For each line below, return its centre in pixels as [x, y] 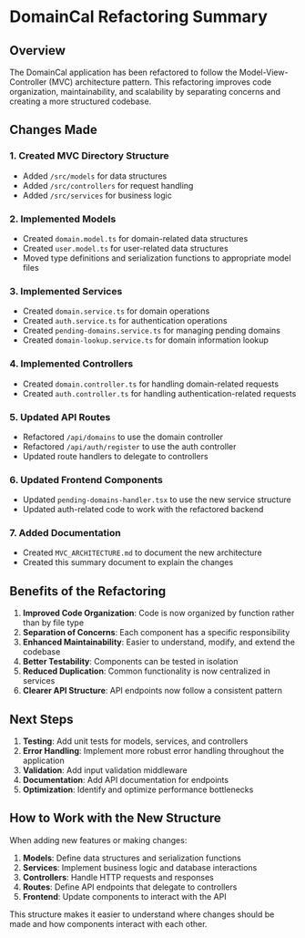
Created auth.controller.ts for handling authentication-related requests [159, 393]
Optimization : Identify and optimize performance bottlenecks [138, 789]
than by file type [53, 623]
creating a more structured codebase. [81, 101]
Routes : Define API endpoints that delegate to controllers [130, 887]
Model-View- [264, 72]
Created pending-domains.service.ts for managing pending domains [151, 331]
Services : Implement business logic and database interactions [140, 867]
